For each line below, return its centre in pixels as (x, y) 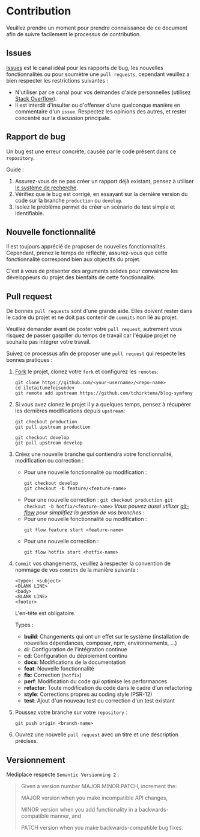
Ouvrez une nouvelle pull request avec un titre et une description (97, 734)
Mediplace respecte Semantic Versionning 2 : (63, 774)
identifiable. (29, 213)
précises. (26, 741)
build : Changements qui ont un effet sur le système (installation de (106, 637)
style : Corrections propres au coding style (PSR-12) (88, 694)
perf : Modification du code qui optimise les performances (95, 681)
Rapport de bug (36, 137)
